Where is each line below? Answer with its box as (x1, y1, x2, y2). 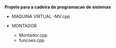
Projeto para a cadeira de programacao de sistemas (4, 4, 112, 10)
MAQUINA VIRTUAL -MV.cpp (11, 14, 70, 19)
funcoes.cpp (19, 37, 45, 43)
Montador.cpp (19, 32, 47, 38)
